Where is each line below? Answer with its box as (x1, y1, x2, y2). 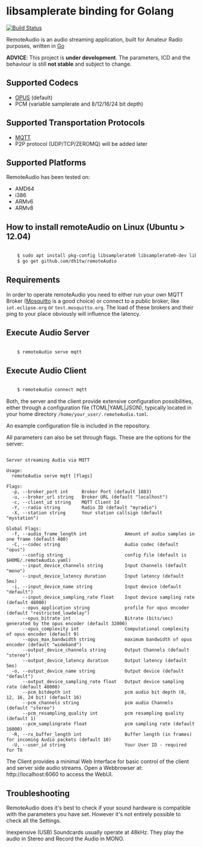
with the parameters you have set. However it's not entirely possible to (6, 810, 182, 817)
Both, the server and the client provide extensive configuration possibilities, (6, 398, 194, 405)
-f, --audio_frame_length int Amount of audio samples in (11, 531, 195, 537)
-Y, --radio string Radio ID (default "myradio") (11, 505, 158, 511)
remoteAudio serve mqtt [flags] (11, 473, 93, 479)
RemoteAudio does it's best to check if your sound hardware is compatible (6, 804, 191, 811)
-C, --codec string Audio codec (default (11, 541, 179, 548)
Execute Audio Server (6, 327, 90, 338)
